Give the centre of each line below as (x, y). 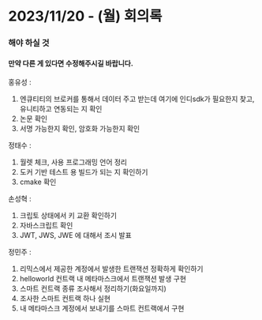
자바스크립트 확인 (46, 225)
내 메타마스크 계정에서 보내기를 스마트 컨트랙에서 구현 (102, 308)
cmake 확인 (38, 182)
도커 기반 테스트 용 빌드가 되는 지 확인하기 (84, 172)
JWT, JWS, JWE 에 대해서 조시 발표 (75, 235)
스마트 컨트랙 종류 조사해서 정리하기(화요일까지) (93, 288)
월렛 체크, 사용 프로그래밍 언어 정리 (73, 162)
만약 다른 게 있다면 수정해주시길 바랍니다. (71, 63)
